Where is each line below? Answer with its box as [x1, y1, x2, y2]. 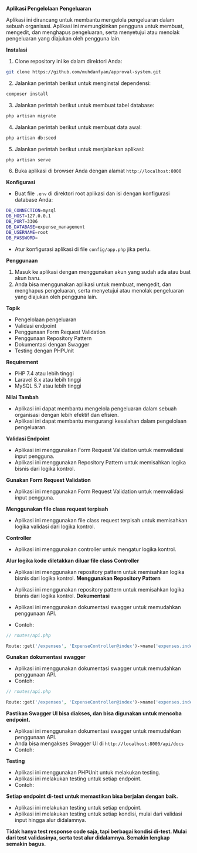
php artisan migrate [6, 113, 57, 119]
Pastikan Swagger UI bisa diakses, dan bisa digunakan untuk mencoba [6, 710, 182, 717]
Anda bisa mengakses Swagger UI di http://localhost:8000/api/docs [14, 740, 184, 747]
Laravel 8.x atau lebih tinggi [14, 376, 81, 383]
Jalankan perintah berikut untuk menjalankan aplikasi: [14, 145, 145, 152]
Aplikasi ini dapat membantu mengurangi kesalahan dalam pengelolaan [14, 417, 186, 424]
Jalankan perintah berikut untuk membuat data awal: [14, 123, 142, 131]
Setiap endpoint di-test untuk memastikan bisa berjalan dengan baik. [6, 793, 178, 800]
